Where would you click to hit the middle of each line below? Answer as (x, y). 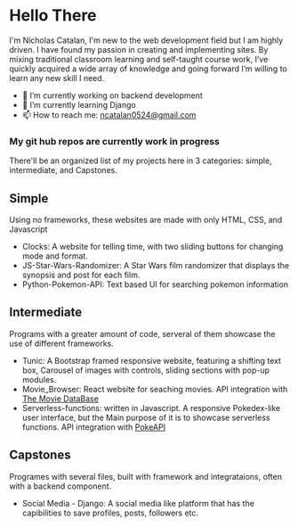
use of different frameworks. (61, 343)
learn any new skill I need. (57, 78)
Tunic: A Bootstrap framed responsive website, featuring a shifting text (152, 360)
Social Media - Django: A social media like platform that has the (138, 503)
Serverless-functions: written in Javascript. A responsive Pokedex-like (151, 408)
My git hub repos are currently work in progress (114, 141)
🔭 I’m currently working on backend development (112, 95)
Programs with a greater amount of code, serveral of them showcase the (142, 333)
